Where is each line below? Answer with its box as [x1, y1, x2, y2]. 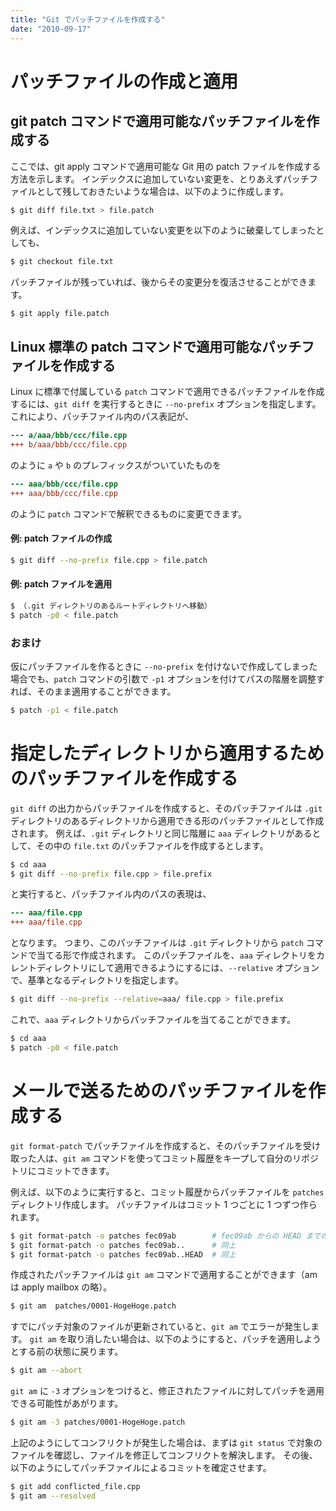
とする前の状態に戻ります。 [10, 1346, 124, 1358]
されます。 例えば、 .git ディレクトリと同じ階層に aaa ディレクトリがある [10, 827, 313, 839]
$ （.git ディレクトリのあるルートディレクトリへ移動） [10, 601, 212, 611]
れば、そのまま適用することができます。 [10, 685, 177, 697]
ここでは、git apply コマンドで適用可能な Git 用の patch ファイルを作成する [10, 160, 322, 172]
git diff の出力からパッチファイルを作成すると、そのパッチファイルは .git [10, 802, 323, 814]
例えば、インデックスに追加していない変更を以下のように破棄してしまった [10, 224, 317, 236]
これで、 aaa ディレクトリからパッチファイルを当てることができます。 [10, 1014, 297, 1026]
